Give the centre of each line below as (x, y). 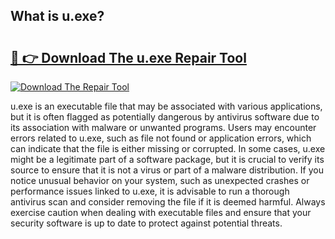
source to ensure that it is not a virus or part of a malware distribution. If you (167, 170)
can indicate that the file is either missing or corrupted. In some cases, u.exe (168, 148)
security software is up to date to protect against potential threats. (146, 223)
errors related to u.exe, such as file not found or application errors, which (161, 138)
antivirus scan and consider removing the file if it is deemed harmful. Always (168, 202)
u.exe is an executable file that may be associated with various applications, (166, 106)
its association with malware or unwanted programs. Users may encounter (163, 127)
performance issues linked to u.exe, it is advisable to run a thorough (150, 191)
